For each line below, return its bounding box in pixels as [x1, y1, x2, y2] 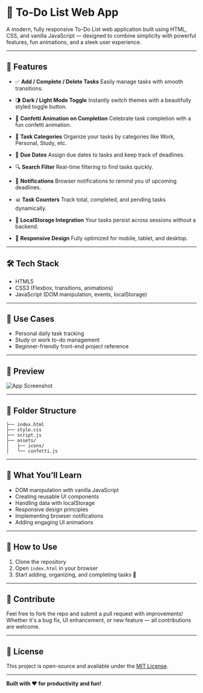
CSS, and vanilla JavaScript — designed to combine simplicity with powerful [6, 32, 196, 39]
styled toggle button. [14, 103, 68, 110]
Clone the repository [14, 558, 66, 565]
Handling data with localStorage [14, 499, 95, 506]
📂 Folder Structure [6, 405, 77, 416]
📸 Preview [6, 366, 45, 376]
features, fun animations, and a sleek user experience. [6, 38, 142, 46]
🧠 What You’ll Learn [6, 470, 82, 481]
